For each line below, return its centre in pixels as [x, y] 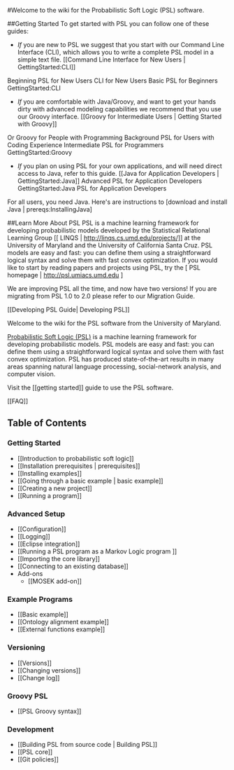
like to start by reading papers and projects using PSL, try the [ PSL [104, 268]
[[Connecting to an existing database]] [73, 566]
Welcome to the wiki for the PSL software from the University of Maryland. [114, 323]
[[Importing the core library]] [58, 558]
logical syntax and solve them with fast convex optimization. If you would [112, 260]
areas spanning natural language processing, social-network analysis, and [114, 366]
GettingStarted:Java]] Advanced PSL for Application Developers [110, 181]
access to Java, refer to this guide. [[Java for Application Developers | [118, 173]
